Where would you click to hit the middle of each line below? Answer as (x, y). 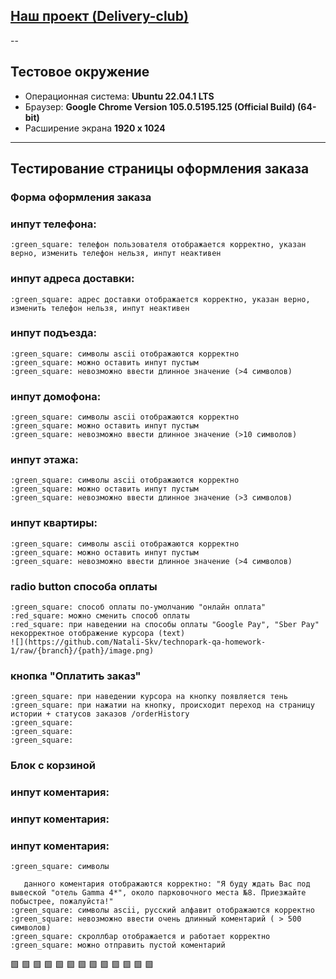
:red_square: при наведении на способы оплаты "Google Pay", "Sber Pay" (165, 625)
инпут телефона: (53, 224)
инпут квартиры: (54, 523)
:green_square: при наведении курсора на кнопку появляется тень (149, 697)
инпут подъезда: (53, 333)
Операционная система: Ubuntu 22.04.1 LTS (119, 96)
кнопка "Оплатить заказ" (76, 676)
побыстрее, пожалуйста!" (62, 902)
